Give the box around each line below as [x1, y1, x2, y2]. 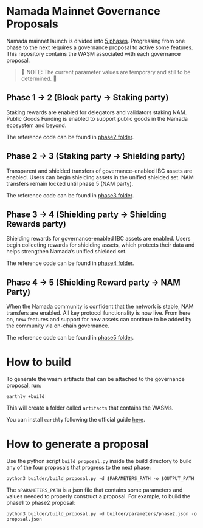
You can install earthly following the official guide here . [6, 416, 146, 423]
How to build [6, 355, 71, 369]
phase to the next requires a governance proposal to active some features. [6, 44, 193, 51]
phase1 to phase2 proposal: [6, 499, 75, 507]
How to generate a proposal [6, 437, 149, 451]
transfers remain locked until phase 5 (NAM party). [6, 180, 134, 187]
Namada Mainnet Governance [6, 4, 160, 18]
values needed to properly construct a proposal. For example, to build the [6, 493, 190, 500]
